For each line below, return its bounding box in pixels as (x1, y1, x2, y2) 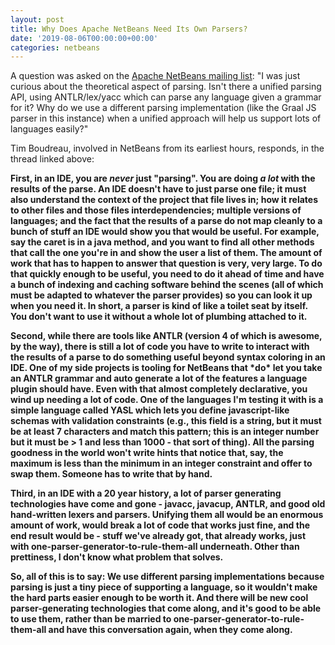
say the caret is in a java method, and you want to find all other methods (10, 236, 315, 248)
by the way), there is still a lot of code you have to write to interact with (10, 341, 310, 353)
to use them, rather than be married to (10, 613, 172, 625)
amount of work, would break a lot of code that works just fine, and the (10, 519, 310, 531)
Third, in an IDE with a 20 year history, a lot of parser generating (10, 487, 282, 500)
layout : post (10, 14, 65, 25)
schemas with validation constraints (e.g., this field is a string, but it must (10, 415, 322, 427)
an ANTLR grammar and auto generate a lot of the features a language (10, 372, 308, 385)
